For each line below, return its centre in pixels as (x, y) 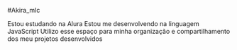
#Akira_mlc (24, 10)
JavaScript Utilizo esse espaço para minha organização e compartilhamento (119, 31)
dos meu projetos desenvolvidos (55, 39)
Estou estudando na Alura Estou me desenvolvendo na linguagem (104, 24)
